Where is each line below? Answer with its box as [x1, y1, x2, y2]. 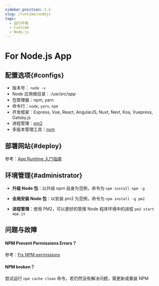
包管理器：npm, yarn [12, 97, 54, 102]
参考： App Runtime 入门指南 [5, 156, 62, 162]
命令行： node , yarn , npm [12, 103, 58, 109]
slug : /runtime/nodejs [5, 12, 51, 17]
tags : [5, 16, 16, 21]
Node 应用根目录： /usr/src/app [12, 91, 76, 97]
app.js [12, 211, 26, 216]
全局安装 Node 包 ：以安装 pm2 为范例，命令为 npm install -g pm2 [12, 195, 145, 202]
